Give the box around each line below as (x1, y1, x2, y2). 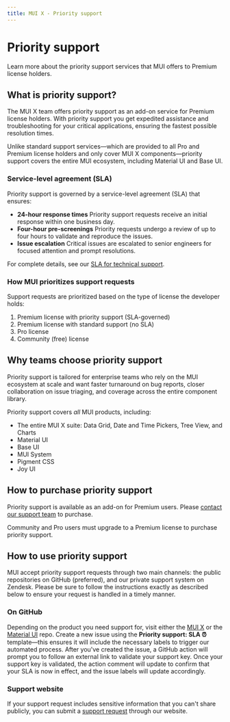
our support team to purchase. (7, 510, 94, 518)
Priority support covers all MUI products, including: (7, 408, 152, 416)
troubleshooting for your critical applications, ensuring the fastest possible (7, 122, 217, 130)
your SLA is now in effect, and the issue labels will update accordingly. (7, 667, 206, 675)
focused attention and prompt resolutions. (16, 246, 136, 255)
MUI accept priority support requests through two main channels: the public (7, 569, 221, 577)
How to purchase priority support (7, 485, 153, 496)
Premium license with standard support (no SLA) (16, 320, 155, 328)
